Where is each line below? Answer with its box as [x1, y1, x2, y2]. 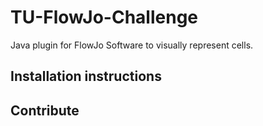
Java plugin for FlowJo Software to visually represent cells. [10, 39, 254, 51]
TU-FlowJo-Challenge [10, 6, 199, 29]
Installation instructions [10, 68, 162, 85]
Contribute [10, 102, 80, 119]
